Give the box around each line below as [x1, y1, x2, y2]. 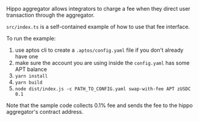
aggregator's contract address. [6, 108, 84, 115]
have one [14, 53, 39, 60]
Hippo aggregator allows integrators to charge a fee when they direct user [6, 5, 191, 12]
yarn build [14, 79, 43, 85]
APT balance [14, 66, 47, 73]
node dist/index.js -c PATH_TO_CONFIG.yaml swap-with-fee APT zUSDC [14, 86, 191, 92]
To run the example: [6, 35, 56, 42]
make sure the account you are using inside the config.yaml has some [14, 60, 190, 66]
